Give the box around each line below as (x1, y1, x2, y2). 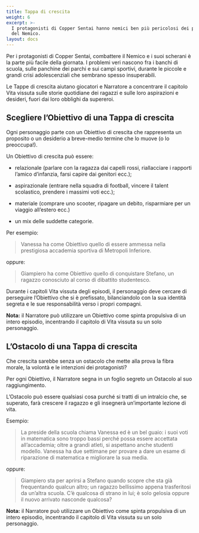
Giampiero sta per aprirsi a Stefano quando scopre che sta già (20, 477, 173, 484)
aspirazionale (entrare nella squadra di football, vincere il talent (14, 182, 169, 189)
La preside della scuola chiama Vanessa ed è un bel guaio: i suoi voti (20, 429, 188, 436)
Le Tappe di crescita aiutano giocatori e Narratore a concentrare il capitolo (6, 83, 188, 90)
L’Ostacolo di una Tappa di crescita (6, 342, 138, 352)
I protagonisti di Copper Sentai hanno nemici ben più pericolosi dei (11, 25, 190, 31)
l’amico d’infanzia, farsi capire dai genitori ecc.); (14, 170, 132, 177)
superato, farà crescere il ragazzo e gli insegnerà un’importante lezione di (6, 399, 187, 407)
